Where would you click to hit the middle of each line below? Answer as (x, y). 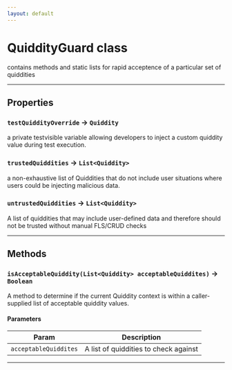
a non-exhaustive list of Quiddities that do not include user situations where (115, 178)
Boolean (20, 282)
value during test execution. (47, 145)
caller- (201, 296)
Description (141, 337)
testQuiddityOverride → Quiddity (63, 122)
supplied (20, 303)
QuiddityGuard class (67, 47)
